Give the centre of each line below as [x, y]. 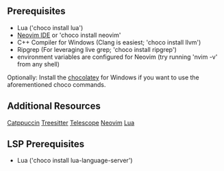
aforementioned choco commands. [57, 84]
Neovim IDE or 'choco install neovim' [69, 35]
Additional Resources [54, 106]
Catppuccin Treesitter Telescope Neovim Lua [71, 122]
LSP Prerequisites [46, 144]
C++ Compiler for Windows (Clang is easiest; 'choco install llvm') [109, 42]
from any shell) [38, 64]
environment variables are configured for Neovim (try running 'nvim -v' [117, 57]
